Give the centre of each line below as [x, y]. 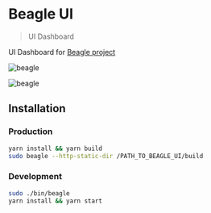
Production [31, 132]
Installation [37, 109]
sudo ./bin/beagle [39, 193]
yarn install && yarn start [56, 201]
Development [35, 177]
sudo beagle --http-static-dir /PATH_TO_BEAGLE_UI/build [106, 156]
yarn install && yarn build [56, 148]
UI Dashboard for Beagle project [62, 52]
